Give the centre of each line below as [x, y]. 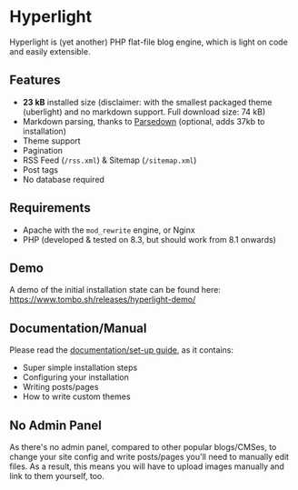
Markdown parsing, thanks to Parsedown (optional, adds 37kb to [144, 121]
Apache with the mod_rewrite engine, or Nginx [109, 230]
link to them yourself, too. [57, 476]
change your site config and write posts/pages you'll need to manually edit [149, 457]
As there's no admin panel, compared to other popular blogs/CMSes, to [143, 447]
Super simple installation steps [80, 368]
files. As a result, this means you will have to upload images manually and [147, 466]
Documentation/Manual [78, 328]
